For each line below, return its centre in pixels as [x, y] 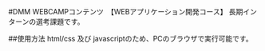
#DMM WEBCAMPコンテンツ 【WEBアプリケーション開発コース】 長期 [126, 12]
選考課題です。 [60, 22]
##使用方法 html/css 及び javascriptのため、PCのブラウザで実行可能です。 [131, 39]
